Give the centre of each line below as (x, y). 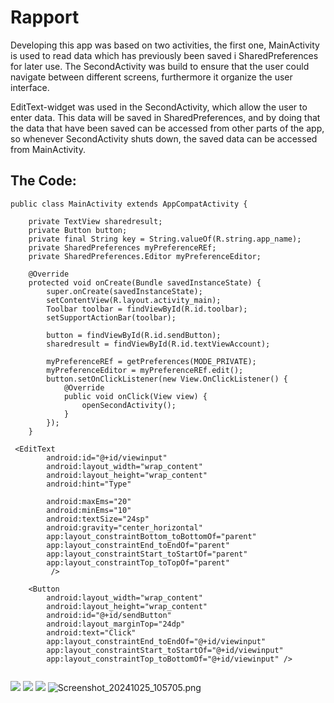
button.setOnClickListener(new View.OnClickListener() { (167, 379)
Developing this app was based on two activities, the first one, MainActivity (165, 45)
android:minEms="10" (89, 510)
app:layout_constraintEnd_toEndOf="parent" (138, 545)
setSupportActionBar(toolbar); (111, 317)
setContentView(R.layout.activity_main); (134, 300)
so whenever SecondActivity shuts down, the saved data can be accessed (164, 138)
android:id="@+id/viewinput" (107, 457)
